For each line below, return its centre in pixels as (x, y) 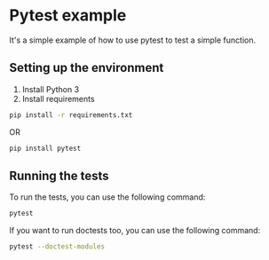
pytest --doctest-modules (57, 247)
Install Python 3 (51, 89)
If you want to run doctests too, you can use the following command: (135, 231)
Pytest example (68, 16)
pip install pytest (45, 148)
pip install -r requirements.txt (71, 115)
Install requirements (58, 98)
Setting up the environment (87, 68)
